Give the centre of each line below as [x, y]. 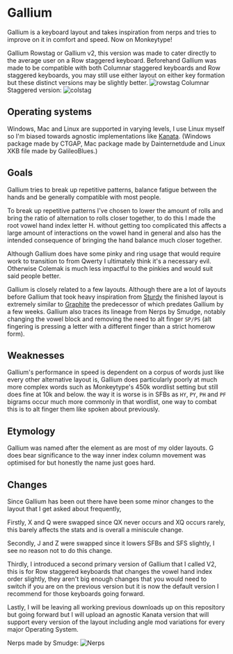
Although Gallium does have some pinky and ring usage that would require [114, 254]
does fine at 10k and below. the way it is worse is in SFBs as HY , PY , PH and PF [117, 394]
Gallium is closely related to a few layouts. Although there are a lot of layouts [117, 289]
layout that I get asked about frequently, [64, 509]
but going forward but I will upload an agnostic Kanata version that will [108, 615]
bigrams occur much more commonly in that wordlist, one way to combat [112, 402]
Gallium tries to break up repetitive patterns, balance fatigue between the [112, 189]
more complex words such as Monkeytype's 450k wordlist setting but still [113, 387]
